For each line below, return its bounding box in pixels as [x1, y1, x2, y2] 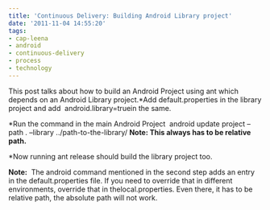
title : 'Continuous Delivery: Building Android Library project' [8, 11, 232, 20]
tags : [8, 27, 27, 35]
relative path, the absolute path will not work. [8, 192, 158, 202]
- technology [8, 64, 52, 72]
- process [8, 57, 42, 65]
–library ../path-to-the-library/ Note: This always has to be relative [29, 127, 251, 137]
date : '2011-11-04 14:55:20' [8, 19, 106, 27]
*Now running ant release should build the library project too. [8, 151, 213, 161]
